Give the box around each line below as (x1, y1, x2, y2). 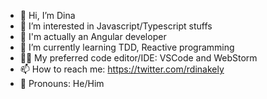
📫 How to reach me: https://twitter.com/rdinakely (19, 63, 225, 75)
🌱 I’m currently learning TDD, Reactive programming (19, 41, 235, 53)
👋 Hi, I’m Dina (19, 10, 76, 21)
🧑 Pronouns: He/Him (19, 78, 105, 89)
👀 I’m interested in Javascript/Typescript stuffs (19, 20, 213, 32)
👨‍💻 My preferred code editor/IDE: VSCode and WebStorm (19, 52, 258, 64)
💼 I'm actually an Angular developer (19, 31, 167, 42)
